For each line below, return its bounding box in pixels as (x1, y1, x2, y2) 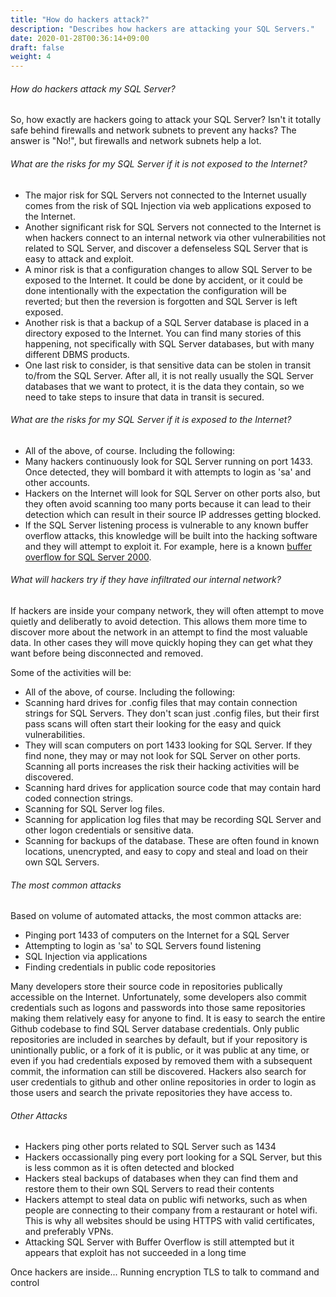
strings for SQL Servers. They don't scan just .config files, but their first (24, 707, 320, 719)
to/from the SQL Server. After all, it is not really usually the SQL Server (24, 369, 314, 381)
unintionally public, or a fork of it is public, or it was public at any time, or (10, 1044, 310, 1056)
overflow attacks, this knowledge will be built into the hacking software (24, 529, 318, 541)
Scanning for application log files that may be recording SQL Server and (24, 813, 322, 825)
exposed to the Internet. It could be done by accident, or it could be (24, 274, 303, 286)
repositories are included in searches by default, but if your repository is (10, 1034, 308, 1046)
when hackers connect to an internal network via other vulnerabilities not (24, 231, 327, 243)
